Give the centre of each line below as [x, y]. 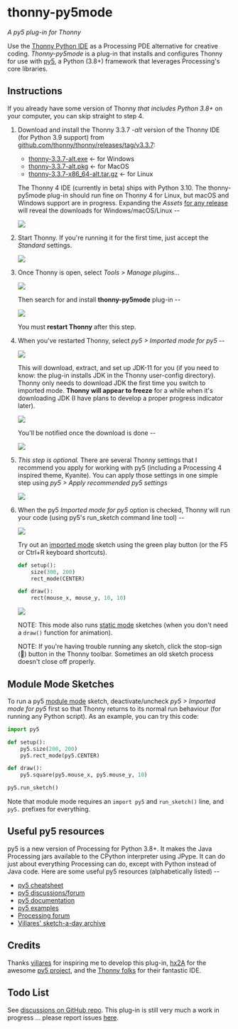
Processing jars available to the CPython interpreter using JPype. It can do [117, 856]
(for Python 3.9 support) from [61, 137]
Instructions [35, 91]
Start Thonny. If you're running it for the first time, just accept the [113, 237]
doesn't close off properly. [56, 662]
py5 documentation [46, 900]
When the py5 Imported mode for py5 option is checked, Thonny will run [124, 510]
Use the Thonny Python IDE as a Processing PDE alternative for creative [113, 46]
